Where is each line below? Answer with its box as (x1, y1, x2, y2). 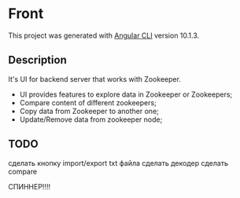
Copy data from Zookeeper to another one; (19, 106, 160, 115)
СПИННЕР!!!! (8, 181, 51, 191)
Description (8, 53, 67, 67)
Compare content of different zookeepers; (19, 97, 157, 107)
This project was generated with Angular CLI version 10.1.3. (8, 31, 200, 40)
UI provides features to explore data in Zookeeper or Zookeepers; (19, 90, 233, 99)
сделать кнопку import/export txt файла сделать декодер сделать (8, 158, 228, 167)
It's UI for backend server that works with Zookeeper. (8, 74, 181, 83)
